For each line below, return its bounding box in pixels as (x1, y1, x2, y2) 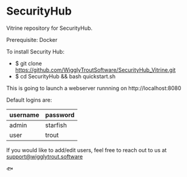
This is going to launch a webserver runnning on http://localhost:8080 (6, 84, 182, 92)
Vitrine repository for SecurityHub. (6, 24, 93, 32)
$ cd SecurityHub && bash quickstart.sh (15, 72, 116, 80)
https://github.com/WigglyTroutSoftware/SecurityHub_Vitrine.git (15, 66, 176, 74)
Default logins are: (6, 96, 52, 103)
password (45, 111, 75, 119)
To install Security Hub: (6, 47, 65, 55)
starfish (45, 120, 67, 129)
